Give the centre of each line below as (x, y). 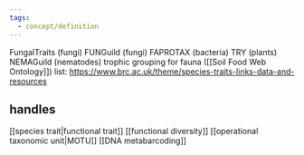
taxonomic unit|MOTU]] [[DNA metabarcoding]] (98, 140)
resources (28, 81)
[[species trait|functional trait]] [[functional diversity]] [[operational (134, 131)
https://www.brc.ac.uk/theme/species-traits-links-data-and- (182, 71)
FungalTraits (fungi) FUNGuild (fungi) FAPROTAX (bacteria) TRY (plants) (143, 52)
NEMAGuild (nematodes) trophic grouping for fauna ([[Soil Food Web (138, 62)
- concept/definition (58, 26)
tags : (19, 18)
